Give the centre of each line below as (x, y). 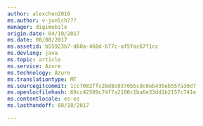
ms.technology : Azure (39, 73)
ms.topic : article (34, 60)
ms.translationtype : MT (42, 79)
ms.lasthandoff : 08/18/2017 (48, 106)
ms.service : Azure (34, 66)
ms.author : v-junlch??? (42, 20)
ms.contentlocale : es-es (44, 99)
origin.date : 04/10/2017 (44, 33)
